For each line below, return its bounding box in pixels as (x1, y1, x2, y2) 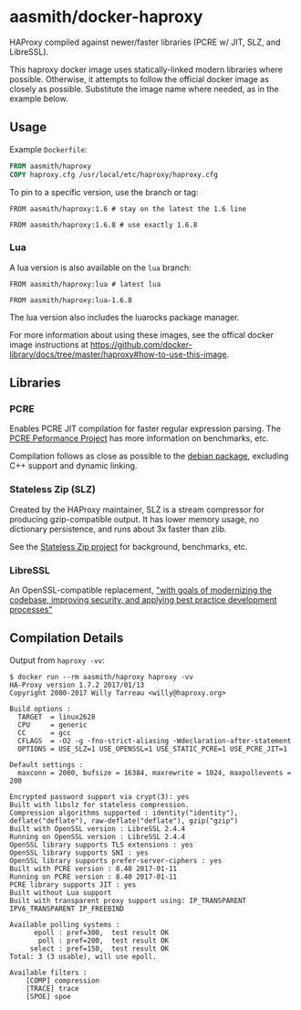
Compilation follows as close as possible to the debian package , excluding (9, 450, 289, 462)
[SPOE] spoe (26, 992, 71, 1001)
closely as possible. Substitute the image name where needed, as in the (9, 83, 279, 94)
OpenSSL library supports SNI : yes (9, 847, 149, 857)
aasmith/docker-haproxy (9, 6, 203, 27)
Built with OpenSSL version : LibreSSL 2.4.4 (9, 824, 185, 833)
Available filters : (9, 968, 88, 977)
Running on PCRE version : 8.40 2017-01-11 (9, 872, 178, 881)
